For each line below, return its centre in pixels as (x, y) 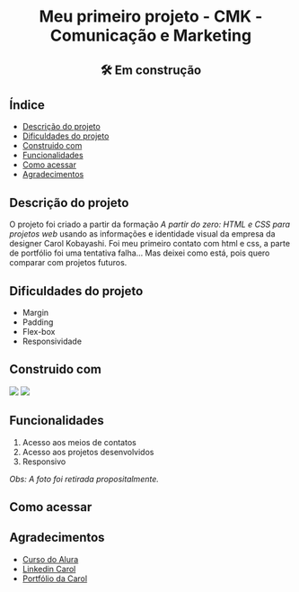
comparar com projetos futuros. (68, 263)
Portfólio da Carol (55, 579)
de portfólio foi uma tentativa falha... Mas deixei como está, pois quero (140, 253)
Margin (35, 313)
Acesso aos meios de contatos (79, 442)
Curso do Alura (50, 559)
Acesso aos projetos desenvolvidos (88, 452)
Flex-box (39, 332)
